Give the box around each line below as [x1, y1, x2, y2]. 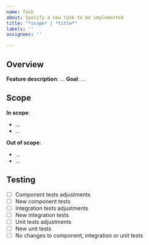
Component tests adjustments [15, 190, 91, 198]
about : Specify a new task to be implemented [6, 15, 123, 21]
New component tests [15, 198, 71, 205]
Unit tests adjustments [15, 218, 72, 225]
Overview [6, 59, 44, 70]
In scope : [6, 109, 30, 116]
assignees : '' [6, 32, 43, 38]
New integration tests [15, 211, 69, 218]
